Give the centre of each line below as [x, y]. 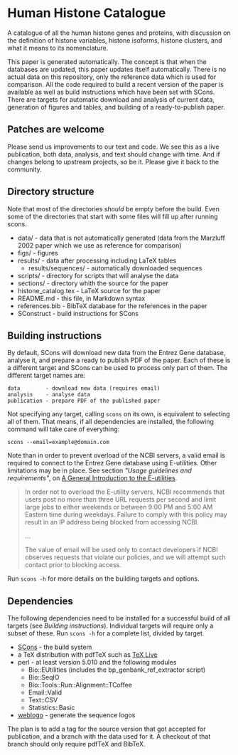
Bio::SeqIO [44, 677]
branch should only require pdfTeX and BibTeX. [76, 744]
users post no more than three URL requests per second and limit [120, 500]
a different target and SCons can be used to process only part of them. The [118, 368]
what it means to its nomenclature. [58, 48]
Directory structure [51, 192]
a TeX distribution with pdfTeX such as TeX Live [87, 655]
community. [25, 169]
